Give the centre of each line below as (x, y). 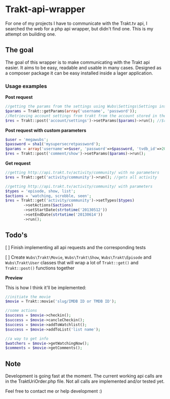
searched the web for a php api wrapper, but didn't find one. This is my (79, 28)
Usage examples (26, 86)
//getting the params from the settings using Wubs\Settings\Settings (81, 107)
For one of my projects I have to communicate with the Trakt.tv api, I (76, 23)
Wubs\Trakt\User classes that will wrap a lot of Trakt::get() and (72, 262)
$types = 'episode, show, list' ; (40, 191)
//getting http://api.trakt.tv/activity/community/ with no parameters (82, 173)
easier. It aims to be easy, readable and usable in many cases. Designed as (83, 67)
